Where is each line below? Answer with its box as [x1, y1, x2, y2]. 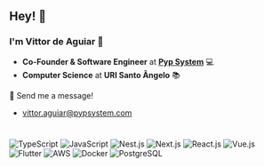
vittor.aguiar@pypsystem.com [21, 107, 132, 118]
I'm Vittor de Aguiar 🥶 [9, 36, 104, 48]
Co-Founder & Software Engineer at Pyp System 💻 [21, 56, 214, 67]
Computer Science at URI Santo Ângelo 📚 [21, 69, 180, 80]
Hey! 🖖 [9, 9, 47, 24]
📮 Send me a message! [9, 90, 94, 100]
